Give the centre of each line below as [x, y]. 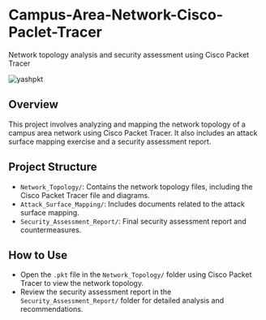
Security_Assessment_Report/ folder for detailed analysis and [122, 301]
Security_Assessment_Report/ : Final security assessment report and [133, 221]
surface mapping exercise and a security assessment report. [110, 141]
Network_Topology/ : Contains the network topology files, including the [136, 186]
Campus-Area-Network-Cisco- [116, 15]
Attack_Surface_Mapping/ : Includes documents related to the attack [132, 204]
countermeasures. [51, 230]
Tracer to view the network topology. [82, 283]
